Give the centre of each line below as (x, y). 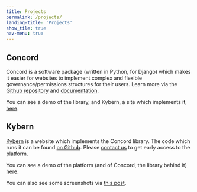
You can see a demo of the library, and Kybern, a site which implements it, (97, 102)
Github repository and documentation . (53, 90)
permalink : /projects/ (34, 17)
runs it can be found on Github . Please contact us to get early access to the (98, 147)
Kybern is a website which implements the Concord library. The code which (98, 141)
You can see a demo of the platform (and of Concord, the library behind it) (97, 165)
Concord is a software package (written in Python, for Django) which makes (98, 71)
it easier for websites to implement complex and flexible (74, 78)
